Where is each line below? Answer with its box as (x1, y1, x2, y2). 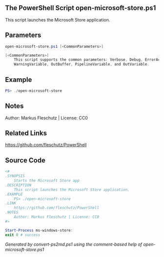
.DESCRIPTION (5, 183, 32, 188)
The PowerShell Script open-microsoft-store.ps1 (5, 4, 156, 12)
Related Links (5, 129, 47, 137)
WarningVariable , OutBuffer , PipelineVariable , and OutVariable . (14, 62, 150, 67)
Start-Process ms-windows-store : (5, 228, 73, 233)
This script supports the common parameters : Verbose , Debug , (14, 57, 143, 63)
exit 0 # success (5, 232, 41, 237)
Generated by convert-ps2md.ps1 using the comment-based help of (5, 241, 143, 247)
